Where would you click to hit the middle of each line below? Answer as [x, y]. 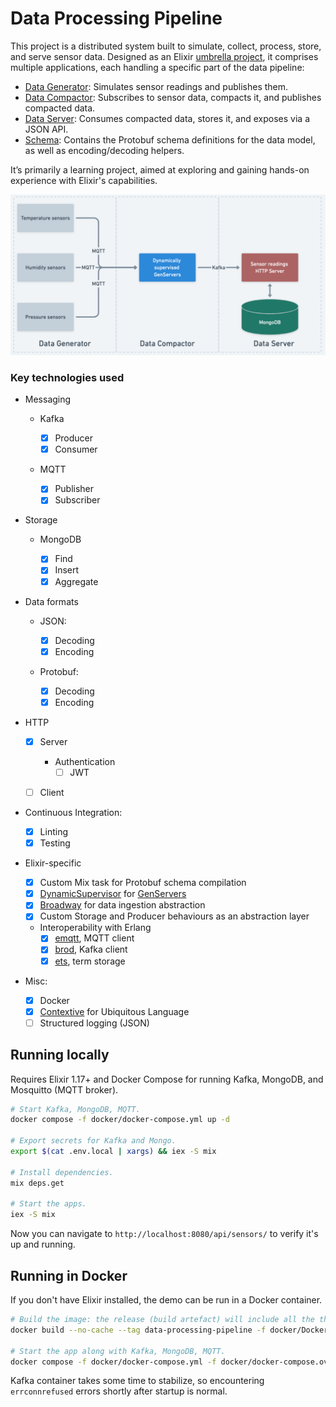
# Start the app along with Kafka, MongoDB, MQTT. [118, 1351]
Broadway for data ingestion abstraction [122, 905]
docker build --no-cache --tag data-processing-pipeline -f [138, 1330]
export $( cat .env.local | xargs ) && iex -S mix [113, 1152]
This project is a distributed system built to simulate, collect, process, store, [166, 46]
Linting [53, 832]
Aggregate [76, 581]
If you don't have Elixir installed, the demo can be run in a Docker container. [166, 1300]
